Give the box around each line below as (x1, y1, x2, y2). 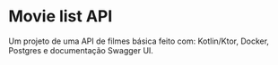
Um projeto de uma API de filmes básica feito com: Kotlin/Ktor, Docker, (8, 36, 270, 46)
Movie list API (8, 6, 113, 27)
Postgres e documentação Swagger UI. (8, 45, 154, 55)
